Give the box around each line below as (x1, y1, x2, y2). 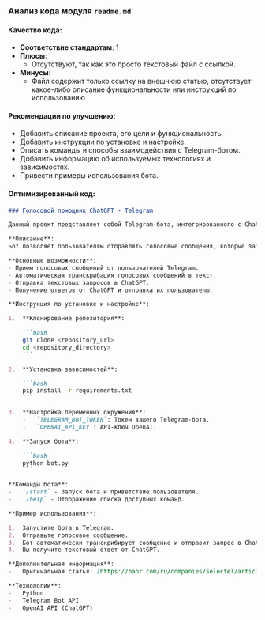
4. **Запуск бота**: (8, 437, 80, 445)
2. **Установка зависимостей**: (8, 365, 118, 373)
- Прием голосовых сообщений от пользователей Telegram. (8, 263, 200, 272)
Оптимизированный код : (8, 188, 96, 198)
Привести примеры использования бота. (19, 171, 159, 180)
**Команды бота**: (8, 481, 69, 489)
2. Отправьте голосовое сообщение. (8, 531, 129, 539)
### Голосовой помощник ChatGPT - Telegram (8, 206, 154, 214)
